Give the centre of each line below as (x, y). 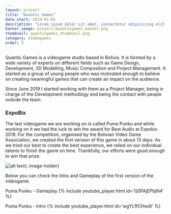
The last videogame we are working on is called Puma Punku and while (80, 124)
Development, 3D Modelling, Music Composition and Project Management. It (85, 68)
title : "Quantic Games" (31, 15)
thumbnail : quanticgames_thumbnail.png (48, 33)
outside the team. (24, 99)
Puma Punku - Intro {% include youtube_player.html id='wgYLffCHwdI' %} (83, 206)
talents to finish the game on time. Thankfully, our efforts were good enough (85, 151)
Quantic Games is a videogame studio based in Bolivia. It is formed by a (80, 57)
